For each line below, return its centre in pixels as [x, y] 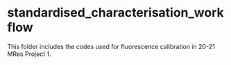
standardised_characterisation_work [115, 13]
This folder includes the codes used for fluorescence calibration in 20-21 [111, 46]
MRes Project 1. [29, 54]
